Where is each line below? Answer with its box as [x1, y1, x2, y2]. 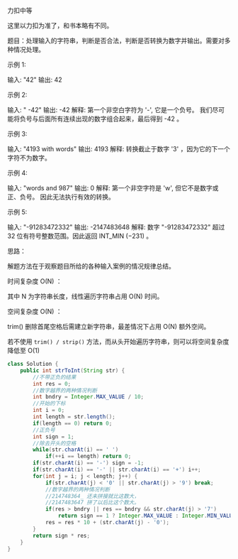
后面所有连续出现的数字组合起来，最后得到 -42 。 [38, 114, 183, 123]
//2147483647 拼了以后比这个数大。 [45, 499, 140, 506]
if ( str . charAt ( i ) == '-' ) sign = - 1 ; [33, 460, 144, 467]
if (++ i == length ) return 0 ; [45, 453, 132, 460]
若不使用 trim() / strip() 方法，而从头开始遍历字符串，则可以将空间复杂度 [7, 337, 229, 346]
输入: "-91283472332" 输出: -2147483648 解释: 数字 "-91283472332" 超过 [7, 223, 225, 231]
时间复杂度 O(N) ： [7, 277, 62, 286]
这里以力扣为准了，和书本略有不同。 [7, 21, 113, 30]
